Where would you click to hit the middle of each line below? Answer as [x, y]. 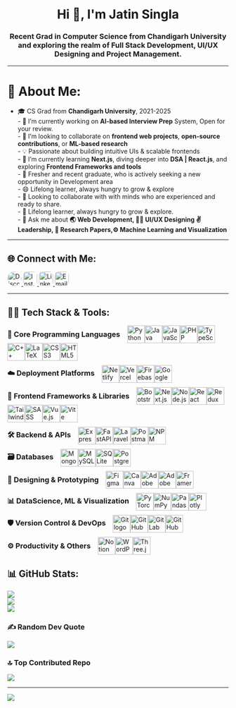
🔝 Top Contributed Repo [49, 663]
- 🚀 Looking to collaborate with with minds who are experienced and [116, 197]
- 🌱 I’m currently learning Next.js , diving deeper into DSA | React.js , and [122, 159]
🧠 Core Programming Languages [64, 334]
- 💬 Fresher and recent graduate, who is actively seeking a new [109, 174]
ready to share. [39, 205]
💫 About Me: [44, 91]
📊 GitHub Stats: [43, 574]
